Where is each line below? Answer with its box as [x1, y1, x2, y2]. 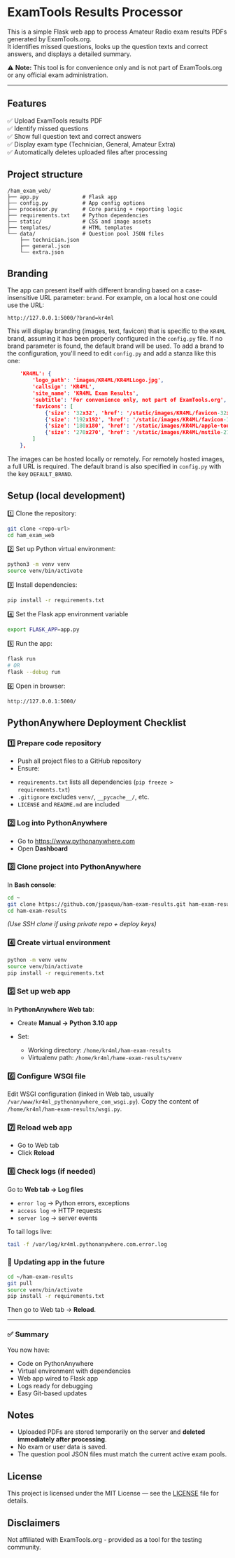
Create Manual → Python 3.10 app [17, 1018, 117, 1027]
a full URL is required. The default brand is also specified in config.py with [7, 462, 222, 470]
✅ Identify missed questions [7, 124, 89, 133]
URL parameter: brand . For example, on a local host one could [39, 294, 218, 302]
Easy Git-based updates [17, 1389, 87, 1397]
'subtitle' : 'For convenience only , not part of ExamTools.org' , [32, 396, 227, 403]
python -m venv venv [7, 956, 68, 963]
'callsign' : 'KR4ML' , [32, 384, 96, 391]
